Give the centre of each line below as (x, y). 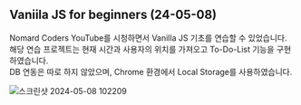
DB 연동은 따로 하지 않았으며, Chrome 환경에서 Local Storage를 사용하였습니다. (151, 72)
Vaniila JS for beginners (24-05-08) (113, 15)
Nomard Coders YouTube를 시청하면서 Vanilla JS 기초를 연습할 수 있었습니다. (148, 38)
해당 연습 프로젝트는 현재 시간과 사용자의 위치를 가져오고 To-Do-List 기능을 (142, 49)
